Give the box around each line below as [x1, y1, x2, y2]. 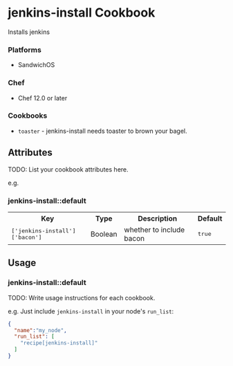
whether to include [124, 225, 185, 235]
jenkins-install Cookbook [8, 5, 156, 21]
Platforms [8, 45, 42, 55]
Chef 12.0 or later [17, 93, 68, 102]
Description [138, 213, 178, 223]
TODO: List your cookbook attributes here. [8, 165, 129, 174]
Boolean [90, 229, 118, 239]
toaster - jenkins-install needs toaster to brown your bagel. [17, 127, 187, 135]
